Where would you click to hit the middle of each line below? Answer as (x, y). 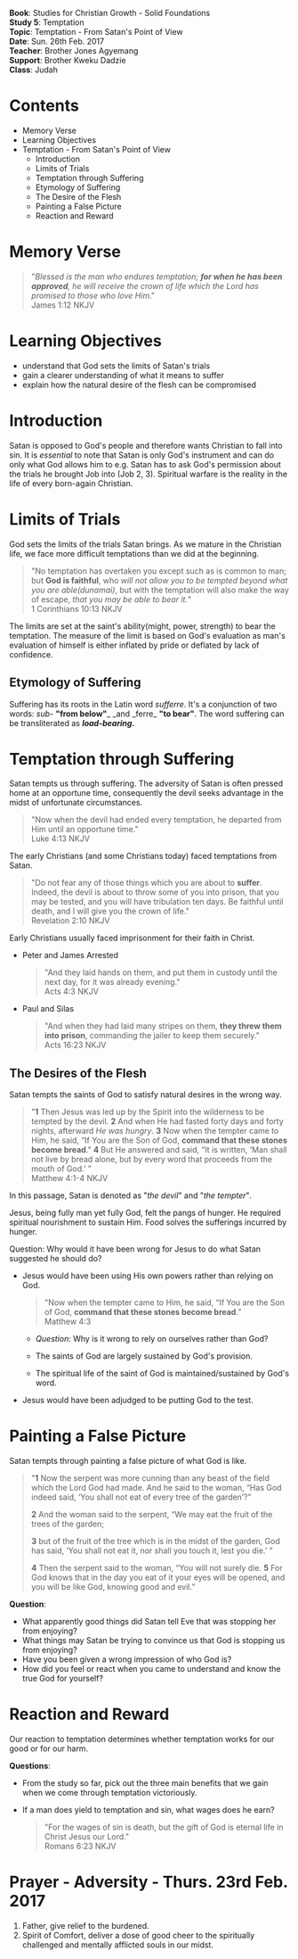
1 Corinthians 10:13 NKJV (77, 608)
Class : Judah (33, 70)
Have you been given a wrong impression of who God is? (127, 1659)
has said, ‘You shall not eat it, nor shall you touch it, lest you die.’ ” (152, 1550)
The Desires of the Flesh (78, 1073)
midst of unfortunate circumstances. (76, 803)
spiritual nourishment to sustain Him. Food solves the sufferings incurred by (148, 1222)
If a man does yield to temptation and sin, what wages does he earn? (148, 1810)
